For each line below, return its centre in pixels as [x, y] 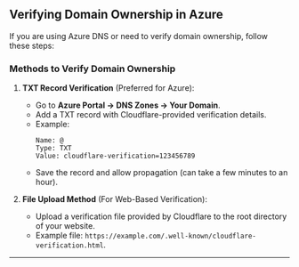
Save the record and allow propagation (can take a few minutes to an [162, 173]
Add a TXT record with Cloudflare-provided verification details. [151, 115]
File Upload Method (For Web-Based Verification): [114, 199]
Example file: [59, 236]
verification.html [69, 246]
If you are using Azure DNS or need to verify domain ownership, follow [139, 36]
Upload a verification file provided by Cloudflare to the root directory [161, 216]
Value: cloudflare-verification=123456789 [115, 156]
